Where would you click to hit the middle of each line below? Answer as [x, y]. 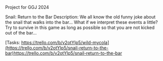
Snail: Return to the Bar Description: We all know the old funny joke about [81, 17]
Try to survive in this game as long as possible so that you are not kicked [80, 27]
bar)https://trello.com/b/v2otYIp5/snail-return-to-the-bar [64, 53]
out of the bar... [21, 33]
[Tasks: [13, 42]
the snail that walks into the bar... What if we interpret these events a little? [81, 22]
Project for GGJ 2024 [27, 7]
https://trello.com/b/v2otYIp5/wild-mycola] [65, 42]
